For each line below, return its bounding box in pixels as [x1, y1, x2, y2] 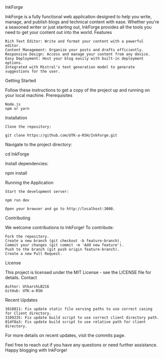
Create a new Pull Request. [5, 251, 63, 256]
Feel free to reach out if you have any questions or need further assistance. [5, 342, 158, 348]
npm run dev [5, 198, 29, 203]
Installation [5, 115, 27, 120]
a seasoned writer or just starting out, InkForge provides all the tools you [5, 24, 152, 30]
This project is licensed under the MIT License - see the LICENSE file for [5, 269, 151, 275]
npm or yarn [5, 106, 29, 111]
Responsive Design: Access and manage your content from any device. [5, 52, 151, 57]
